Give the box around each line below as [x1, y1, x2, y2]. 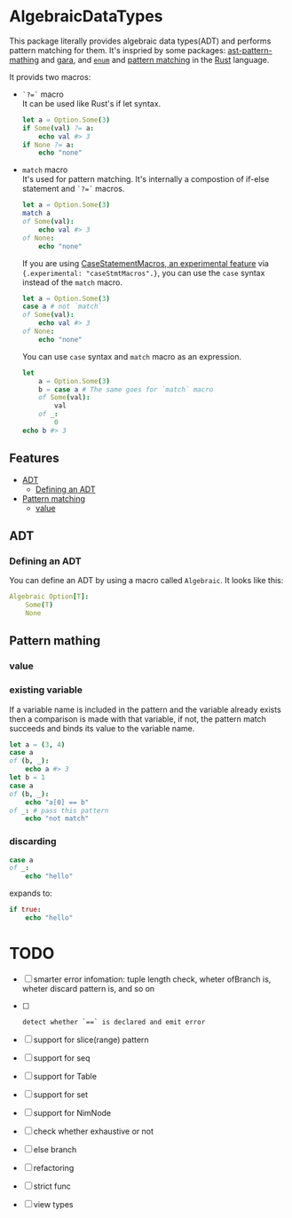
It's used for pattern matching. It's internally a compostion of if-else [21, 174, 270, 185]
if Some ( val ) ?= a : [21, 123, 95, 132]
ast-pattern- [227, 44, 272, 55]
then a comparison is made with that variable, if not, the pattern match [9, 713, 266, 724]
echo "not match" [25, 814, 90, 823]
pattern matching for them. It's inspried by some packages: [9, 44, 226, 55]
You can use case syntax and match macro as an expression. [21, 351, 242, 361]
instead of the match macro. [21, 277, 122, 288]
